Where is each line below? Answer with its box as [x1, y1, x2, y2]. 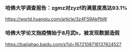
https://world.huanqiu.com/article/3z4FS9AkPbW [5, 16, 107, 22]
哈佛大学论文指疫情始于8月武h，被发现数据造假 [5, 29, 120, 36]
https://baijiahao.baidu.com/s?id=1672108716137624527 [5, 41, 122, 47]
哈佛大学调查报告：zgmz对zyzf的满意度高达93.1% [5, 4, 128, 11]
